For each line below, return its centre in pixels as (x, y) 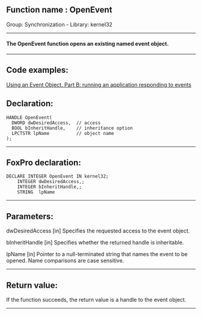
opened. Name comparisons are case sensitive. (65, 261)
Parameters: (30, 216)
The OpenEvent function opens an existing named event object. (88, 44)
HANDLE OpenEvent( (29, 117)
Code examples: (37, 70)
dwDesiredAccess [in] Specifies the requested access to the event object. (98, 231)
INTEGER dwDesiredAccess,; (51, 182)
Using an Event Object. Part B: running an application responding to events (99, 84)
